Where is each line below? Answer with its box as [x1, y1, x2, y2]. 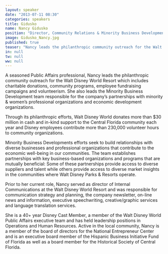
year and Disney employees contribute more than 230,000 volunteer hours [5, 125, 159, 131]
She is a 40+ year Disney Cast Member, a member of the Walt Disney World [5, 212, 161, 218]
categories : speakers [5, 17, 50, 22]
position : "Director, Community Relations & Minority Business [5, 31, 140, 36]
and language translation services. [5, 202, 76, 208]
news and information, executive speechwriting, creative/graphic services [5, 197, 158, 203]
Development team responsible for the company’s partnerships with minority [5, 94, 163, 100]
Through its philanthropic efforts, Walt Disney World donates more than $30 [5, 114, 161, 120]
